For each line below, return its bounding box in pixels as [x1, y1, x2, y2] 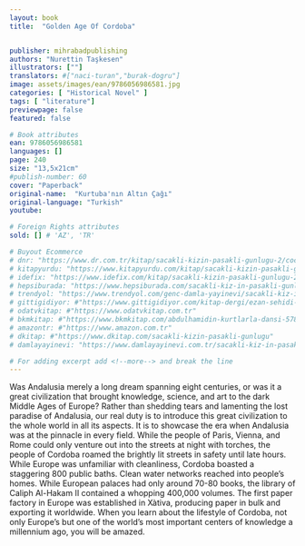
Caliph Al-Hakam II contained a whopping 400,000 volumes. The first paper [9, 488, 293, 499]
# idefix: [9, 273, 47, 282]
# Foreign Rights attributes [9, 223, 120, 232]
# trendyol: [9, 290, 54, 299]
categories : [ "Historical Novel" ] [9, 88, 148, 97]
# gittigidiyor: [9, 298, 71, 307]
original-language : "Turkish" [9, 197, 124, 207]
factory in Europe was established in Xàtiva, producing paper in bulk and [9, 497, 281, 509]
